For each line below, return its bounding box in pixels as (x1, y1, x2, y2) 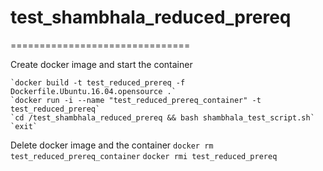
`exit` (10, 121, 38, 131)
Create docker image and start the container (10, 58, 193, 70)
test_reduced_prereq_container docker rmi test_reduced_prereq (10, 151, 278, 161)
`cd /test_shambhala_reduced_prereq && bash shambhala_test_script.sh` (10, 112, 315, 123)
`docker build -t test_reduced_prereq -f (10, 77, 186, 88)
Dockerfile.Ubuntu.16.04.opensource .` (10, 86, 177, 96)
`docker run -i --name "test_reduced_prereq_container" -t (10, 95, 262, 105)
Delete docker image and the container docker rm (10, 139, 214, 151)
